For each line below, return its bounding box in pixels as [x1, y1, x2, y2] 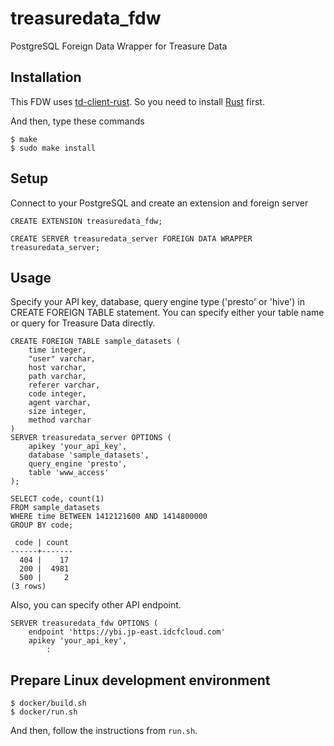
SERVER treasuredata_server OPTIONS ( [10, 433, 172, 443]
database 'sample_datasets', [28, 450, 150, 461]
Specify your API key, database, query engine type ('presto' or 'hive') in [10, 296, 306, 308]
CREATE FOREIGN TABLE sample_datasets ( [10, 337, 182, 347]
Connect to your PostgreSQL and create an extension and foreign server [10, 197, 309, 209]
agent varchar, [28, 398, 92, 408]
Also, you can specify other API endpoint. [10, 599, 182, 611]
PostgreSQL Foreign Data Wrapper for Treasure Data [10, 40, 228, 52]
